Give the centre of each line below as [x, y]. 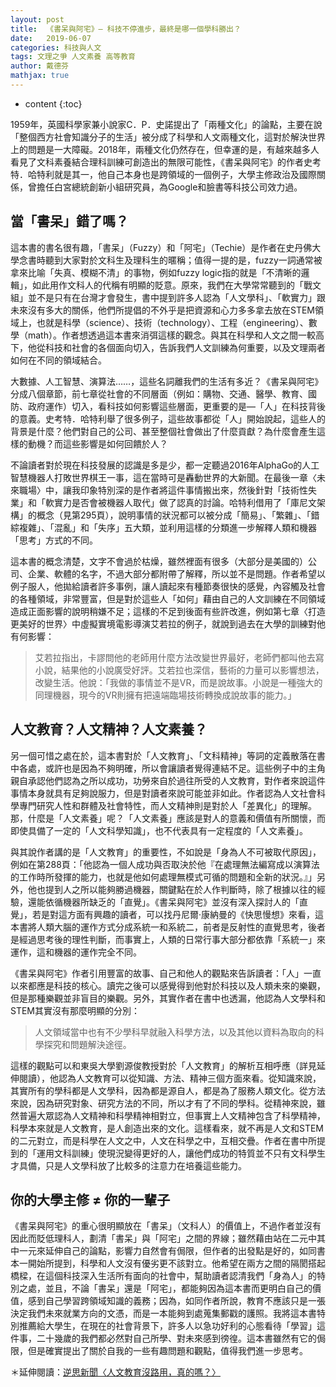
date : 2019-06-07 [51, 38]
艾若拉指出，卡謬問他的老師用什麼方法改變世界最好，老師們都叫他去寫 [179, 657]
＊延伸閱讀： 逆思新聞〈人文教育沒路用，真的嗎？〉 [115, 1372]
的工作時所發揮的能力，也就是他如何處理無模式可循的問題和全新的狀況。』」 [163, 877]
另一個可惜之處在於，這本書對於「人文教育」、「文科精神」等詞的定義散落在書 [168, 755]
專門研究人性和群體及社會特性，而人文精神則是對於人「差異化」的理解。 [167, 805]
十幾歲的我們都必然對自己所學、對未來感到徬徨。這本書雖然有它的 [180, 1338]
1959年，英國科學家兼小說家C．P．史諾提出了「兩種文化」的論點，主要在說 [166, 124]
